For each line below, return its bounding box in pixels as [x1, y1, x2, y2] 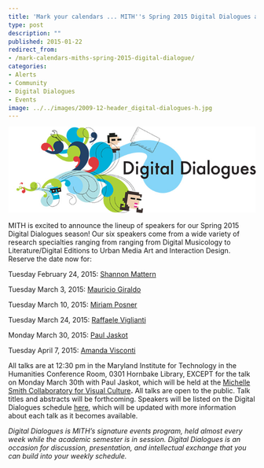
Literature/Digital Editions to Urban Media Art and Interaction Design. [8, 246, 231, 256]
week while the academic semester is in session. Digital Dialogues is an [8, 435, 241, 444]
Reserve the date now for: [8, 254, 92, 263]
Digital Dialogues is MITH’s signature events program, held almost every [8, 426, 243, 436]
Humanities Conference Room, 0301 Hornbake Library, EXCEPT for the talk [8, 370, 251, 379]
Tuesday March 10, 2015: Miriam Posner [8, 300, 137, 310]
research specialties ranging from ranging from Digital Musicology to [8, 238, 231, 247]
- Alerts [8, 71, 37, 79]
